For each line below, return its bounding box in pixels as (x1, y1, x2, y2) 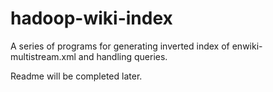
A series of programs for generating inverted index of (10, 40, 230, 52)
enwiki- (231, 40, 263, 52)
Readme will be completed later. (10, 70, 143, 82)
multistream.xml (10, 50, 77, 62)
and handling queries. (78, 50, 168, 62)
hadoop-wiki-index (10, 7, 173, 30)
